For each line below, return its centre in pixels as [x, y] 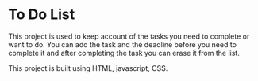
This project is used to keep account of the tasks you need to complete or [129, 36]
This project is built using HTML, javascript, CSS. [88, 68]
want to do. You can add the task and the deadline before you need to [122, 44]
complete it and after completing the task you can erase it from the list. [124, 53]
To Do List [42, 15]
